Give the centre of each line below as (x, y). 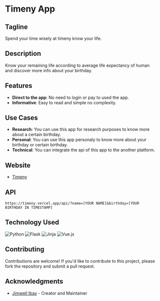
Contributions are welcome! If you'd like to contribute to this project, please (80, 261)
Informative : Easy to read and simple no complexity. (64, 102)
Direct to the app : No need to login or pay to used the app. (70, 97)
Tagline (16, 27)
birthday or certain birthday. (40, 145)
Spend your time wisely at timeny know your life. (53, 38)
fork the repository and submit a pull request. (50, 266)
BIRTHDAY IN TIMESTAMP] (29, 208)
